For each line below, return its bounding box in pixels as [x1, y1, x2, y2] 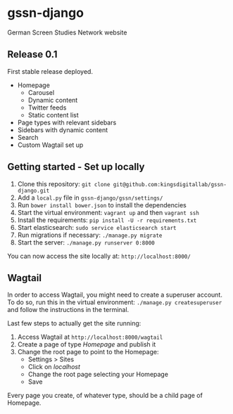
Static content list [27, 110, 79, 119]
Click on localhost [27, 363, 81, 371]
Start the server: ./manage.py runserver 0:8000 [17, 238, 155, 247]
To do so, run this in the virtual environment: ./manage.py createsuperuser [7, 298, 222, 306]
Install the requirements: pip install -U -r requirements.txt [17, 216, 197, 224]
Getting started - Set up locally [7, 161, 145, 173]
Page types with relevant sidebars [17, 118, 117, 127]
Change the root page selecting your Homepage [27, 370, 169, 379]
